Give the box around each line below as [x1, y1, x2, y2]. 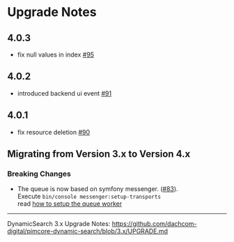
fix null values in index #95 [17, 50, 95, 59]
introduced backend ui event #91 [17, 89, 112, 98]
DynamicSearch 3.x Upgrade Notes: [7, 220, 111, 228]
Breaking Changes [7, 169, 72, 179]
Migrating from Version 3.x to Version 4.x [7, 148, 191, 160]
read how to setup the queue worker [17, 199, 123, 208]
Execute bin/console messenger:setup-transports [17, 192, 162, 201]
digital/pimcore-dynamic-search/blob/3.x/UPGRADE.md [7, 227, 169, 236]
